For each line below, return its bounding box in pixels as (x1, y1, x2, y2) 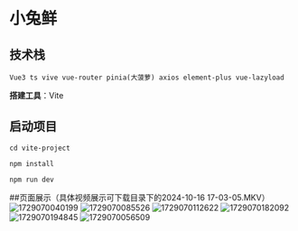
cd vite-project (9, 143, 70, 152)
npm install (9, 159, 54, 168)
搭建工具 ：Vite (9, 90, 64, 100)
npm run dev (9, 175, 54, 184)
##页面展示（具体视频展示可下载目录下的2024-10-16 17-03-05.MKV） (9, 191, 270, 203)
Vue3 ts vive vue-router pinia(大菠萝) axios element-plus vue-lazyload (9, 73, 284, 82)
